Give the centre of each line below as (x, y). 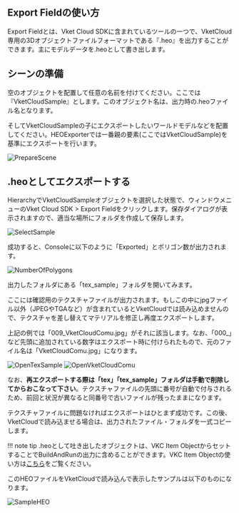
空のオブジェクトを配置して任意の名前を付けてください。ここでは (104, 92)
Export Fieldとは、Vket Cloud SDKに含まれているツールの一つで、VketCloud (120, 31)
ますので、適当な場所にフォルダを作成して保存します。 (107, 218)
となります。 (38, 110)
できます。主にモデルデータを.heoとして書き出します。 (88, 49)
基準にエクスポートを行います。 (54, 143)
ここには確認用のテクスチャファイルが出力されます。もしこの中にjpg (108, 300)
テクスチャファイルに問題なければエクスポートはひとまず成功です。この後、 (119, 413)
